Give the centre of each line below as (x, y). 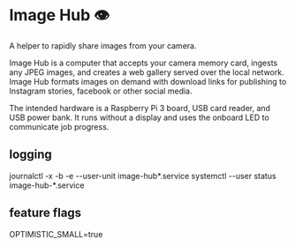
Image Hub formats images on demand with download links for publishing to (148, 81)
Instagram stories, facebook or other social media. (101, 91)
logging (31, 155)
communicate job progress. (59, 126)
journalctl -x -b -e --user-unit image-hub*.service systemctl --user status (143, 176)
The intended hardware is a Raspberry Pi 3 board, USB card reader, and (140, 108)
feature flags (45, 213)
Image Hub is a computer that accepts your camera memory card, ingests (144, 63)
